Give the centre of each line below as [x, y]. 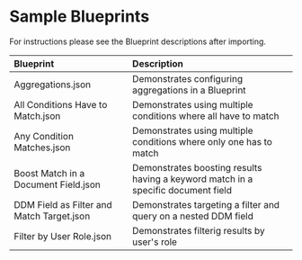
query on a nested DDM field [192, 216]
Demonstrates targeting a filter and [206, 204]
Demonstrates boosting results [197, 167]
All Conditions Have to [61, 104]
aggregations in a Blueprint [189, 90]
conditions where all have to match [206, 116]
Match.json [37, 116]
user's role [155, 242]
